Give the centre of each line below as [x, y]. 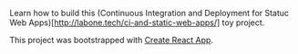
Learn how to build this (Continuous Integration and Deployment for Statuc [149, 13]
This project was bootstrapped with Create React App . [112, 40]
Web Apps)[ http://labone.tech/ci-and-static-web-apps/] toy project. [137, 22]
